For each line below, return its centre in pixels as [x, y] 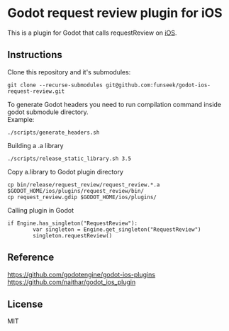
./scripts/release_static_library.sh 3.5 [69, 158]
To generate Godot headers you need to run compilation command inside [114, 104]
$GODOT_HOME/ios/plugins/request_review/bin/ [76, 191]
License [25, 304]
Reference [31, 258]
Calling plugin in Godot [41, 210]
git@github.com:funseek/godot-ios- [158, 85]
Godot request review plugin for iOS [115, 13]
